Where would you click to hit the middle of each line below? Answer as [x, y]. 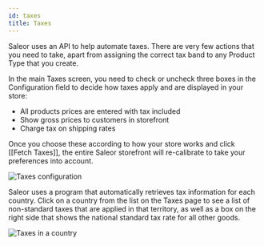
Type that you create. [43, 63]
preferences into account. [51, 160]
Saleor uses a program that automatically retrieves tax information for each [132, 192]
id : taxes [25, 16]
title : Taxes [30, 23]
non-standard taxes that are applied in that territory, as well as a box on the [132, 208]
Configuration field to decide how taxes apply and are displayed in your [126, 87]
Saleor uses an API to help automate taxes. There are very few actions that [131, 46]
